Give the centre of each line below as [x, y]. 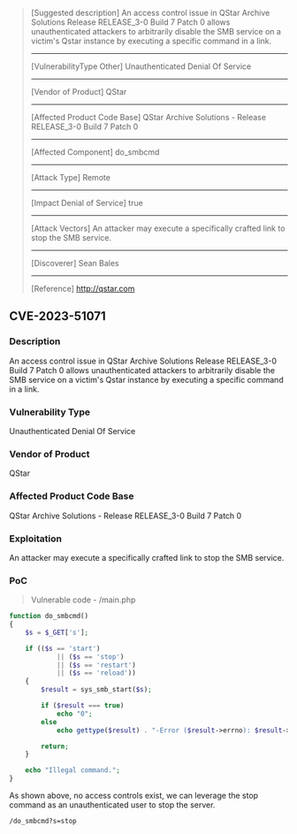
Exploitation [35, 539]
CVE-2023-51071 [57, 316]
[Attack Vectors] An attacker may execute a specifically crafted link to [158, 228]
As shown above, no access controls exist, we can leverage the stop [134, 796]
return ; [55, 746]
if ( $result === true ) [83, 706]
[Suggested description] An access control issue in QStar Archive [150, 13]
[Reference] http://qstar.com [83, 288]
